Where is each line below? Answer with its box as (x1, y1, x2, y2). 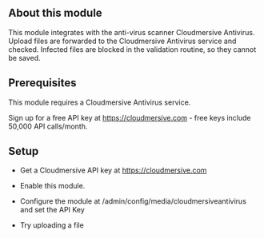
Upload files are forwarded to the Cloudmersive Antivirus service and (8, 36, 237, 46)
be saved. (8, 53, 42, 62)
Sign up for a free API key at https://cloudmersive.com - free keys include (8, 113, 251, 122)
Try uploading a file (19, 220, 84, 230)
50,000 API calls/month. (8, 121, 88, 131)
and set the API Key (19, 205, 86, 215)
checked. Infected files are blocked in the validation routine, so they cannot (8, 44, 257, 54)
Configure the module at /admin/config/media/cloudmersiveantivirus (19, 196, 246, 206)
